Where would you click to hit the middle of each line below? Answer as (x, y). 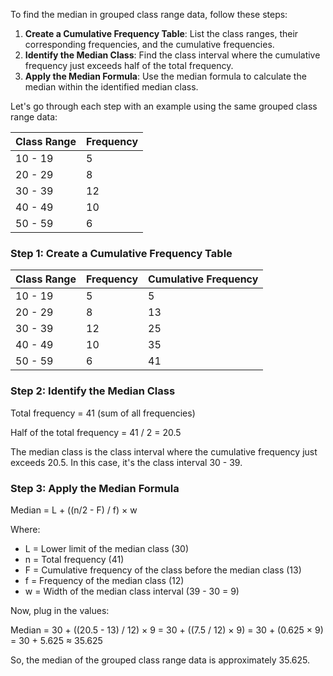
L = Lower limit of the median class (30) (107, 548)
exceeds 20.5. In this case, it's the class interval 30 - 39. (126, 462)
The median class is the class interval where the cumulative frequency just (164, 451)
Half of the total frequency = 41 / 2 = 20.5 (96, 432)
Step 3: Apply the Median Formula (95, 488)
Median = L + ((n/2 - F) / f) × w (74, 510)
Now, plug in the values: (60, 610)
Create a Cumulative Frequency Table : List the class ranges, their (161, 33)
